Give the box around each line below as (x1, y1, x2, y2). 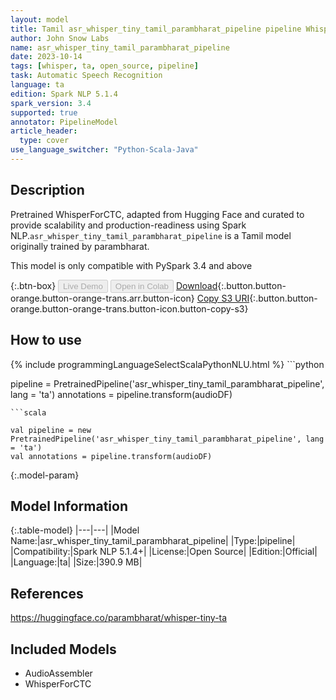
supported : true (10, 107, 78, 118)
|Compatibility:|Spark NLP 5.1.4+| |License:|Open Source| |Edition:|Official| (10, 546, 318, 558)
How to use (10, 332, 82, 349)
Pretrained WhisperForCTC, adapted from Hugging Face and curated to (10, 208, 305, 220)
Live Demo (63, 281, 103, 291)
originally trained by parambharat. (10, 240, 150, 252)
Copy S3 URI (196, 292, 250, 304)
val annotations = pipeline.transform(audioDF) (10, 451, 213, 461)
